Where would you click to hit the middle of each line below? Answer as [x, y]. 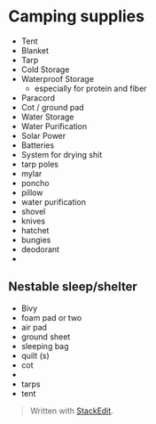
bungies [36, 240]
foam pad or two [51, 317]
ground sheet [46, 337]
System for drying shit [62, 154]
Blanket [35, 50]
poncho [35, 183]
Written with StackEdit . [72, 411]
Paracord [38, 98]
